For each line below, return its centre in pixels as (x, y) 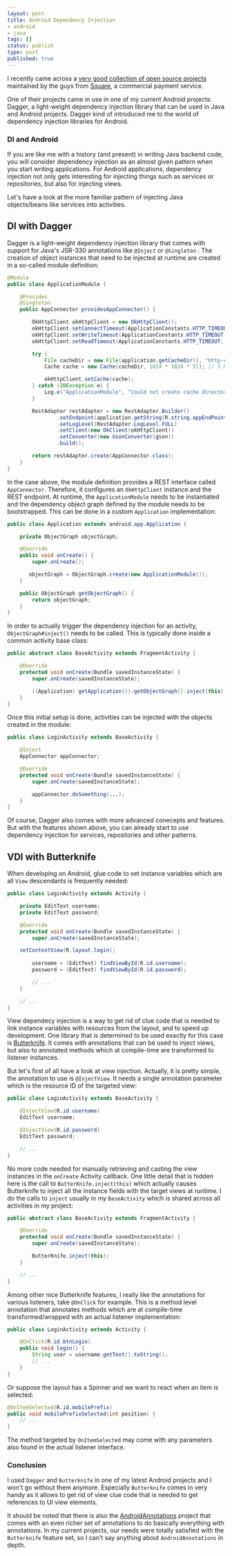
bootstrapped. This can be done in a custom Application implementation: (112, 511)
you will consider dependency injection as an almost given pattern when (110, 162)
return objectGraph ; (61, 600)
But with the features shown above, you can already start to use (98, 828)
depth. (17, 1545)
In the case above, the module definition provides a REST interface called (112, 481)
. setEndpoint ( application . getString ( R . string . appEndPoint (142, 417)
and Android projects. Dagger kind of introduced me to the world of (103, 114)
